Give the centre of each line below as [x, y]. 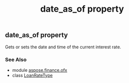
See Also [16, 60]
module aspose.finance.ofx [40, 70]
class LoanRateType [32, 75]
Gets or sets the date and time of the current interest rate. [63, 47]
